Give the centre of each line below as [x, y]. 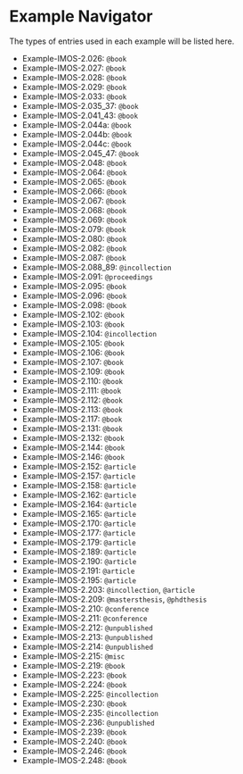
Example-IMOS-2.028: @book [74, 77]
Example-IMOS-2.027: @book [74, 68]
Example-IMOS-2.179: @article [79, 542]
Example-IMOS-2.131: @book [72, 428]
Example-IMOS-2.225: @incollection [90, 694]
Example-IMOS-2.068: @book [74, 210]
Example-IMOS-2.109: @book [73, 371]
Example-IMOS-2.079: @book [74, 229]
